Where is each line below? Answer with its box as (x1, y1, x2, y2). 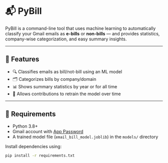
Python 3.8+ (12, 123, 38, 129)
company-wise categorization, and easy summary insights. (5, 36, 127, 42)
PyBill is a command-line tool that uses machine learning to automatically (5, 25, 156, 31)
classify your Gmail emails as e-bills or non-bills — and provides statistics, (5, 30, 160, 36)
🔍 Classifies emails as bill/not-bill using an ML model (12, 68, 122, 74)
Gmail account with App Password (12, 128, 83, 134)
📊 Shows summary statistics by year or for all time (12, 83, 117, 89)
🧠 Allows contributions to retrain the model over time (12, 91, 121, 97)
